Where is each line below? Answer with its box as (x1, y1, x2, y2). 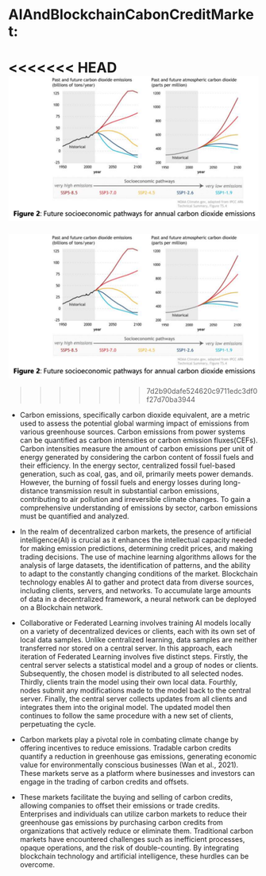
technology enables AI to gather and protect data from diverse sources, (19, 577, 254, 587)
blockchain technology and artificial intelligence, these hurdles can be (19, 851, 249, 861)
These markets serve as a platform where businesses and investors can (19, 768, 256, 778)
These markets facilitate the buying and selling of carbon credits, (19, 792, 233, 801)
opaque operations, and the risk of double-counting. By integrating (19, 843, 240, 852)
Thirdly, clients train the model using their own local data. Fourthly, (19, 677, 238, 686)
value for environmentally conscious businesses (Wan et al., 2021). (19, 760, 239, 770)
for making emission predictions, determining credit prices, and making (19, 543, 253, 553)
